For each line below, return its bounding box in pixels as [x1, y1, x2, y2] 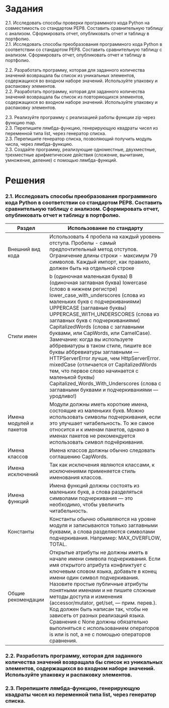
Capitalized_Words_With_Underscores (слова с [49, 380, 161, 387]
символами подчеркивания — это [49, 495, 133, 502]
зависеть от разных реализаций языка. [49, 612, 145, 619]
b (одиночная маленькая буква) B [49, 273, 133, 280]
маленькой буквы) [49, 374, 95, 381]
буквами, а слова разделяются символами [49, 528, 155, 535]
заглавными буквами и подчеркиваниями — [49, 386, 158, 393]
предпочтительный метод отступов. [49, 246, 138, 253]
